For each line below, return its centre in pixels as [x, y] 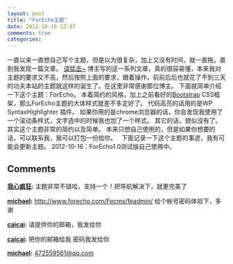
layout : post [26, 14]
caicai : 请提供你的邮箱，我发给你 [54, 224]
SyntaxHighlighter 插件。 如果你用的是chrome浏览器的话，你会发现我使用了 [115, 112]
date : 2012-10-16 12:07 [42, 26]
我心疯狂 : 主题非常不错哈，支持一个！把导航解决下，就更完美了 [97, 186]
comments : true [29, 33]
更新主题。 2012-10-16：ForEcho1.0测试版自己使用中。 [97, 147]
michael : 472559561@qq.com [51, 253]
